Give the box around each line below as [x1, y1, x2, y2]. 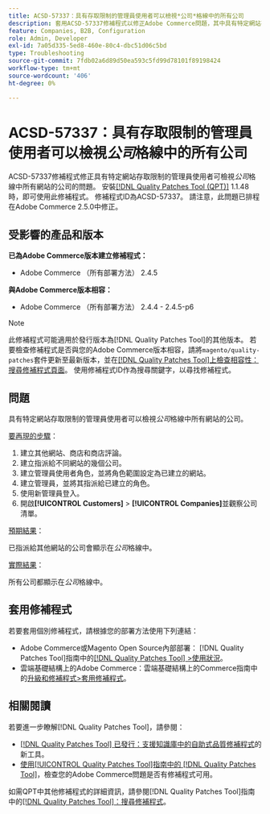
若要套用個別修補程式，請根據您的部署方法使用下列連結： [8, 625, 198, 635]
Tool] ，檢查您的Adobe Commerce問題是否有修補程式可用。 [19, 769, 217, 779]
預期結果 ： [8, 525, 44, 536]
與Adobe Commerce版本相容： [8, 285, 112, 295]
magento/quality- [202, 347, 260, 355]
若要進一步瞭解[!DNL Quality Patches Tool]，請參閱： [8, 722, 185, 732]
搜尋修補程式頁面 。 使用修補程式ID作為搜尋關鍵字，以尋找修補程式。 [8, 365, 235, 375]
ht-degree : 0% [8, 79, 56, 87]
